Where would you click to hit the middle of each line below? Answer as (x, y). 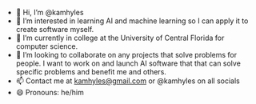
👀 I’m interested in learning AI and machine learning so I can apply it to (132, 21)
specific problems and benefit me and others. (91, 72)
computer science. (47, 46)
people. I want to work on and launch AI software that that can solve (128, 63)
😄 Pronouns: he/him (50, 92)
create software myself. (55, 29)
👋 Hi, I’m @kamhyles (50, 12)
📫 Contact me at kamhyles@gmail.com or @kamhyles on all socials (128, 81)
